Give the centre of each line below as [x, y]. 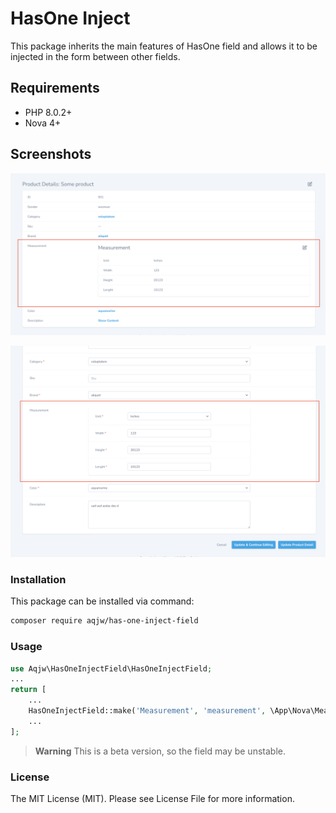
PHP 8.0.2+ [48, 112]
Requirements [55, 88]
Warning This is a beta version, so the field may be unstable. [160, 751]
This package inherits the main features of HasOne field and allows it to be [164, 46]
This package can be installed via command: [102, 601]
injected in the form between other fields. [95, 56]
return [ [28, 690]
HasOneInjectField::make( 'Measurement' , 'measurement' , [147, 711]
